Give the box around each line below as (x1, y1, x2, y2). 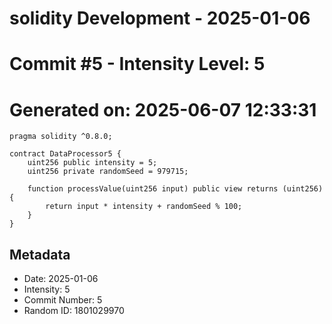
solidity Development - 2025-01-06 (9, 7, 311, 30)
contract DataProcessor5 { (9, 149, 122, 159)
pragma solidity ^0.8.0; (9, 132, 113, 142)
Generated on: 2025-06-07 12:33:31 (9, 98, 317, 121)
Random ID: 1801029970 (23, 305, 125, 317)
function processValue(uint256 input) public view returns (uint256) (27, 184, 324, 194)
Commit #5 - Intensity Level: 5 (9, 53, 266, 76)
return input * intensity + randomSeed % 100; (45, 202, 243, 212)
